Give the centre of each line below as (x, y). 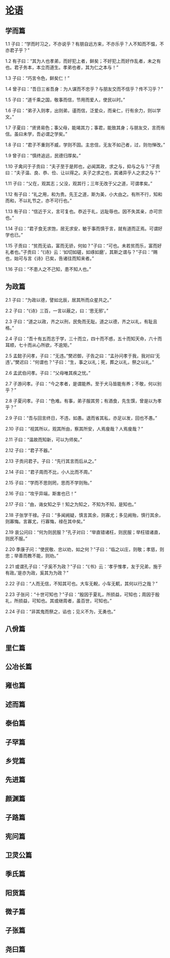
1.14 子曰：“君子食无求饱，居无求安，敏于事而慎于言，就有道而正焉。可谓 (82, 228)
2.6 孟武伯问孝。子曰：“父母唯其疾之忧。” (48, 373)
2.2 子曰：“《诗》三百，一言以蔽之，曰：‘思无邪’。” (57, 311)
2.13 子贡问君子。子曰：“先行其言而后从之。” (51, 461)
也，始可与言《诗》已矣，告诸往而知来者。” (50, 258)
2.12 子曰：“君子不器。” (29, 450)
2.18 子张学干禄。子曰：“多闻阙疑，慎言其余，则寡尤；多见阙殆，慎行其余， (84, 515)
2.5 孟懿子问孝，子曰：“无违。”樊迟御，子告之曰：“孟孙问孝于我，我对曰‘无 (83, 355)
